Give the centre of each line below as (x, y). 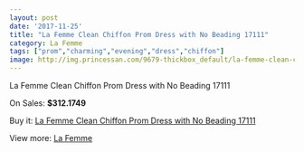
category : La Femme (46, 43)
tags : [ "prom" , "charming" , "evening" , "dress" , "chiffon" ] (117, 52)
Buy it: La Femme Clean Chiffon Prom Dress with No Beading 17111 (133, 120)
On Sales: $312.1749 (48, 103)
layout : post (34, 18)
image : (22, 60)
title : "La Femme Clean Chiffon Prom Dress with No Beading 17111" (139, 34)
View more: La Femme (51, 138)
